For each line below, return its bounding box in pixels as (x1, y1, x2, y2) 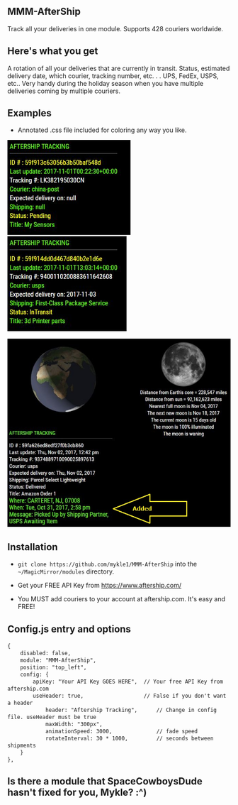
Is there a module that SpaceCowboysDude (7, 775, 203, 787)
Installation (7, 541, 58, 553)
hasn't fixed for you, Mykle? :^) (7, 787, 147, 799)
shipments (7, 742, 37, 750)
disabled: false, (20, 650, 72, 657)
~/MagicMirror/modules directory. (17, 567, 115, 576)
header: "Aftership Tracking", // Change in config (45, 706, 217, 714)
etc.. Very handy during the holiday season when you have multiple (7, 79, 204, 87)
